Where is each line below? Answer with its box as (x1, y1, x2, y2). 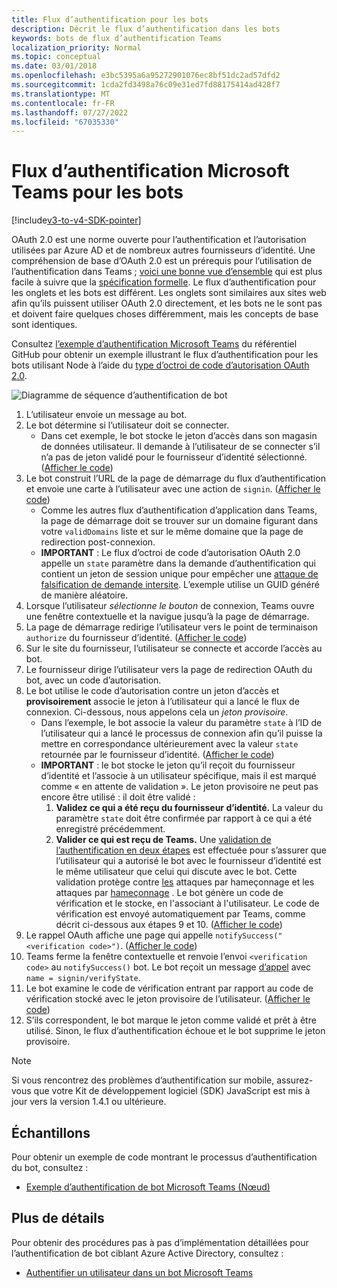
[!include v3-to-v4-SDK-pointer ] (11, 214, 142, 226)
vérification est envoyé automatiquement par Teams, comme (55, 908, 306, 920)
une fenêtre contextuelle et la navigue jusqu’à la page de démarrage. (25, 611, 310, 623)
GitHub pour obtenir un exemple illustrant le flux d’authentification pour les (11, 349, 319, 361)
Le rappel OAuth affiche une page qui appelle (25, 929, 214, 941)
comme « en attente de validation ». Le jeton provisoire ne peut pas (40, 781, 319, 793)
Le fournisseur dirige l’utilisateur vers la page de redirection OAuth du (25, 664, 313, 676)
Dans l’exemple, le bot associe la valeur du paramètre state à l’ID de (40, 717, 323, 729)
